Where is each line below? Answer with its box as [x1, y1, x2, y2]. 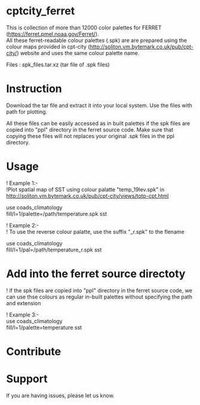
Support [6, 372, 48, 386]
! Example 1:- [6, 179, 38, 187]
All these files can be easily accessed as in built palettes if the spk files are [6, 120, 190, 127]
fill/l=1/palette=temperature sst [6, 324, 82, 331]
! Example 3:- [6, 311, 39, 318]
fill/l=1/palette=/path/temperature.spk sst [6, 210, 107, 217]
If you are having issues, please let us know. [6, 392, 115, 399]
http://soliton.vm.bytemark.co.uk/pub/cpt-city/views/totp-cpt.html [6, 192, 169, 199]
